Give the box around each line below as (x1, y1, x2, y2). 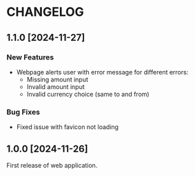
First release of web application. (6, 161, 98, 169)
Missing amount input (26, 75, 89, 84)
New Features (6, 52, 54, 62)
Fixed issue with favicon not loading (16, 123, 119, 131)
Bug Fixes (6, 107, 41, 117)
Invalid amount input (26, 82, 85, 90)
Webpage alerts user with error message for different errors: (16, 68, 189, 76)
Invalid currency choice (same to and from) (26, 90, 150, 98)
